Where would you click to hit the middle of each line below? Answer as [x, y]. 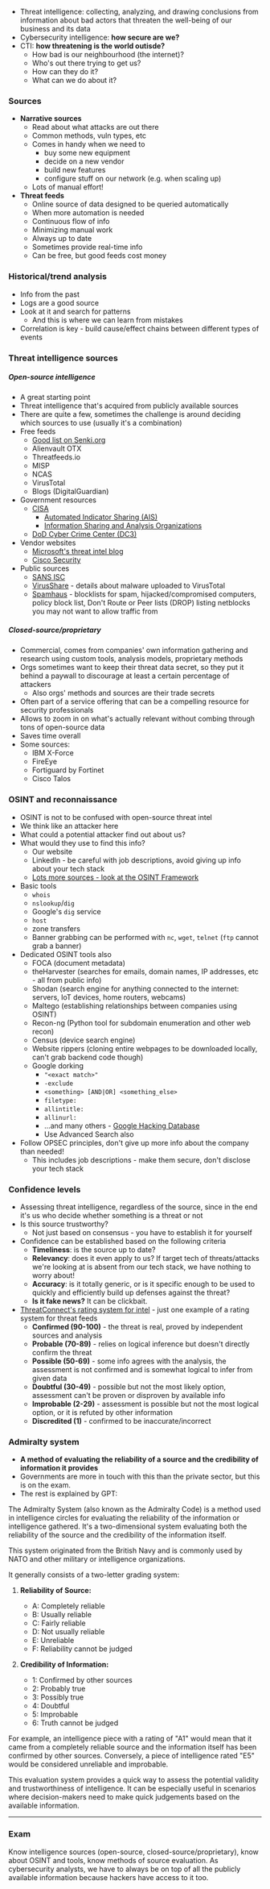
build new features [75, 170]
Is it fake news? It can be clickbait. [90, 1301]
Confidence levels [45, 1189]
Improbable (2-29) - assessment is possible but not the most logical [145, 1404]
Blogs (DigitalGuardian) [70, 492]
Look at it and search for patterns [75, 311]
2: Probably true [59, 1689]
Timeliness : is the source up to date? [94, 1250]
